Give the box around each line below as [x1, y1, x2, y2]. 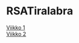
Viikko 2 [6, 30, 27, 37]
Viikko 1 [6, 24, 25, 31]
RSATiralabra [6, 4, 74, 18]
